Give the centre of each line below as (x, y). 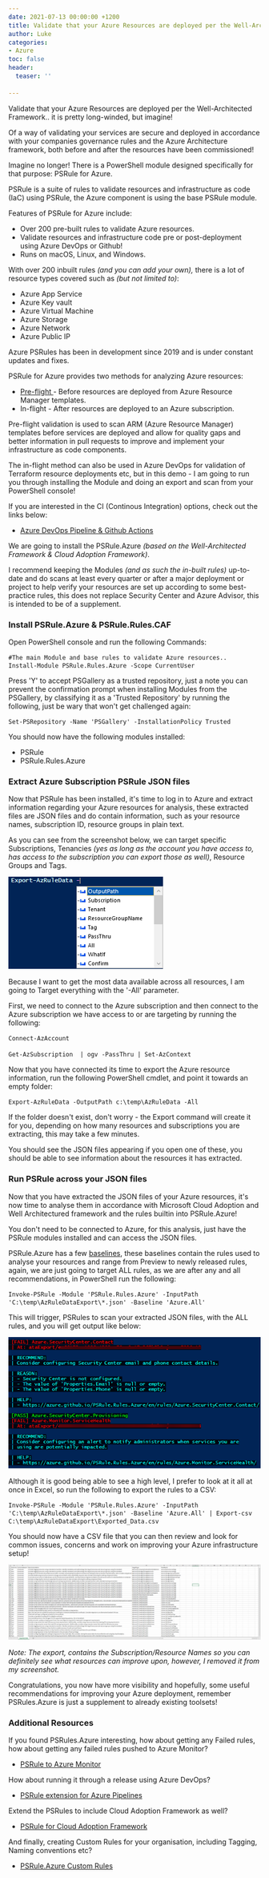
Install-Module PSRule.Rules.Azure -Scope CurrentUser (102, 665)
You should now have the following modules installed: (97, 737)
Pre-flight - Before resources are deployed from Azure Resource (126, 391)
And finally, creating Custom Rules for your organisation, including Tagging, (133, 1842)
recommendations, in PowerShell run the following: (92, 1278)
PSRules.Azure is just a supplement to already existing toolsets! (113, 1702)
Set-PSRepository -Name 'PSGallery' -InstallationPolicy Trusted (119, 721)
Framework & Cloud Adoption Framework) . (79, 554)
